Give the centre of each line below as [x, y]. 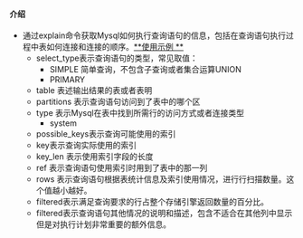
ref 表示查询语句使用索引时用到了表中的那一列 [122, 168]
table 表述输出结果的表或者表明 [94, 90]
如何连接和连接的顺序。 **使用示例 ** [115, 47]
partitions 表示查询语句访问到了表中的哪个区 [118, 102]
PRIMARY [67, 80]
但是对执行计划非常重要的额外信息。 [104, 224]
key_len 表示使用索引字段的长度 [95, 157]
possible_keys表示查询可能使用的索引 [106, 134]
